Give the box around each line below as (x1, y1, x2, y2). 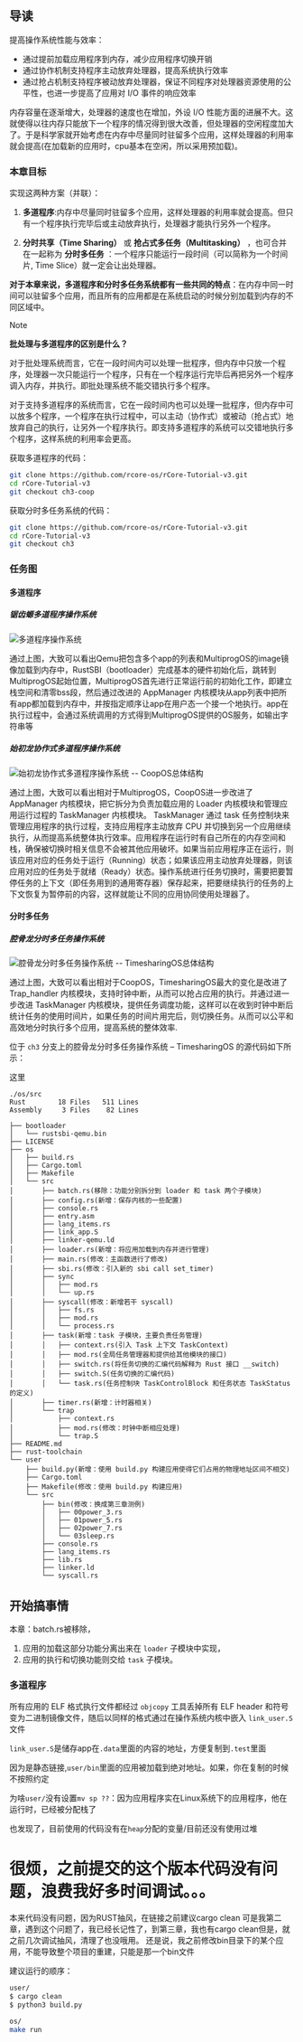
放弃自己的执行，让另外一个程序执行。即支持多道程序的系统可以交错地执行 (9, 422, 286, 433)
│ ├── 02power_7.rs (41, 1524, 124, 1533)
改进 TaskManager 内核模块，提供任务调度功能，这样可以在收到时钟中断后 (16, 1000, 294, 1011)
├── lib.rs (41, 1556, 83, 1565)
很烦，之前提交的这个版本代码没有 (9, 1859, 263, 1878)
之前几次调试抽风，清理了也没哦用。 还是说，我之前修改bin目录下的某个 (9, 1935, 277, 1946)
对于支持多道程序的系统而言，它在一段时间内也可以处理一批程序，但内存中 (9, 400, 286, 410)
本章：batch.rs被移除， (9, 1623, 96, 1634)
